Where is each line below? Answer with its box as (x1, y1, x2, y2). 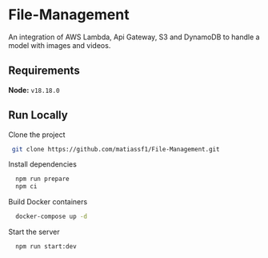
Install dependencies (8, 159, 78, 169)
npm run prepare (15, 175, 70, 183)
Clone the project (8, 130, 66, 139)
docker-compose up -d (15, 212, 88, 221)
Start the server (8, 227, 60, 237)
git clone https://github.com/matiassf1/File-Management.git (11, 145, 220, 153)
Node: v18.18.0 (8, 85, 60, 95)
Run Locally (8, 108, 68, 122)
